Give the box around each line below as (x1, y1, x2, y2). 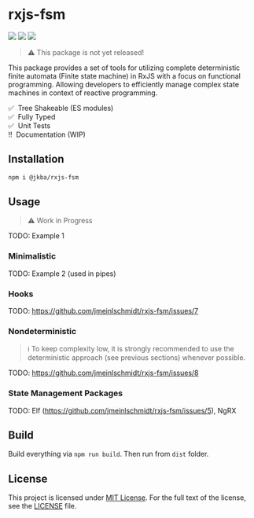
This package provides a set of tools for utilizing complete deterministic (8, 63, 241, 72)
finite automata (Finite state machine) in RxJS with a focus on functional (8, 71, 241, 80)
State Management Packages (8, 388, 123, 399)
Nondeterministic (8, 325, 77, 336)
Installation (8, 152, 64, 166)
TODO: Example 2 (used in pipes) (8, 269, 116, 278)
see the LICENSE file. (8, 501, 77, 511)
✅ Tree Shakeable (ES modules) (8, 103, 114, 112)
